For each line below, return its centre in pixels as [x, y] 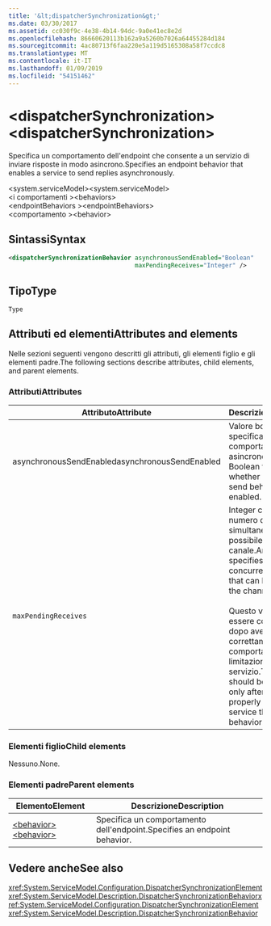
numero [243, 520]
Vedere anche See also [66, 868]
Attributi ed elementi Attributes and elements [123, 334]
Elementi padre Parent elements [71, 785]
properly [245, 702]
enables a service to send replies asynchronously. [92, 173]
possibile [246, 541]
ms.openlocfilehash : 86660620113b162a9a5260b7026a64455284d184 [117, 38]
